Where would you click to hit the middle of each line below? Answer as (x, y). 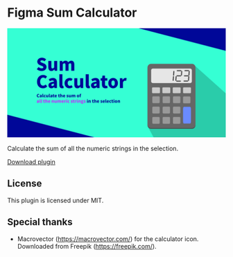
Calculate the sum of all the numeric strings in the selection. (93, 148)
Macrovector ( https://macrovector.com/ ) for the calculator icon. (108, 239)
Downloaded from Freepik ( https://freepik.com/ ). (87, 246)
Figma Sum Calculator (72, 13)
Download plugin (31, 161)
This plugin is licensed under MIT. (55, 200)
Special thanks (40, 222)
